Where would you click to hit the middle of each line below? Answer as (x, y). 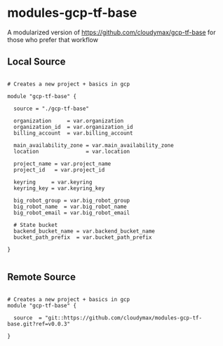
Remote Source (41, 277)
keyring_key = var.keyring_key (59, 188)
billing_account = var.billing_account (73, 133)
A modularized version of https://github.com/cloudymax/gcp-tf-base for (111, 32)
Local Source (36, 62)
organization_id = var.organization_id (73, 127)
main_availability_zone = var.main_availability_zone (94, 145)
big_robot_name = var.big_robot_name (70, 207)
